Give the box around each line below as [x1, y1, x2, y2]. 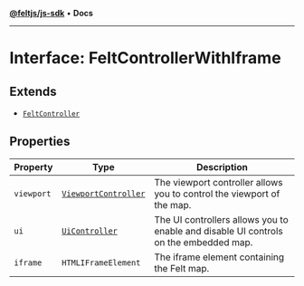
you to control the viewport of [153, 187, 280, 200]
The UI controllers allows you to [153, 213, 290, 225]
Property [14, 160, 53, 173]
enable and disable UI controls [153, 224, 283, 237]
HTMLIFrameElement [62, 257, 141, 268]
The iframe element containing [153, 251, 285, 263]
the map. [153, 198, 192, 211]
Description [195, 160, 249, 173]
